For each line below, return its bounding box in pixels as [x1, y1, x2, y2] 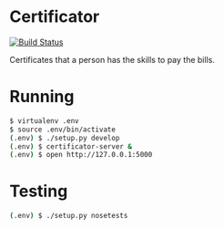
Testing [9, 181, 68, 202]
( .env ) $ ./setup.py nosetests [9, 212, 128, 221]
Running [9, 87, 75, 107]
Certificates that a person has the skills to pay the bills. [9, 54, 216, 65]
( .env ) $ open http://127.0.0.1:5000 [9, 151, 153, 160]
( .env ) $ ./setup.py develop [9, 133, 120, 142]
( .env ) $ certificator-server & [9, 141, 132, 151]
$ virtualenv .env [9, 116, 79, 125]
